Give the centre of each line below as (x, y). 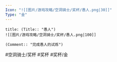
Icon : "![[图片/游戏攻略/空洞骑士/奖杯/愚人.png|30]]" (59, 10)
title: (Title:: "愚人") (31, 29)
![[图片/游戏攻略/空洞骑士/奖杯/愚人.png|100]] (51, 35)
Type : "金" (16, 15)
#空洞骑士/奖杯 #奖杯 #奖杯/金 (37, 54)
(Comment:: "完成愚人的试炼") (34, 44)
